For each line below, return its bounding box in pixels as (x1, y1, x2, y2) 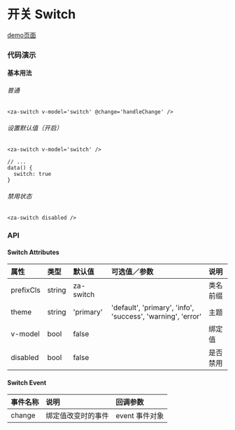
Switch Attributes (7, 248, 59, 256)
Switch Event (7, 378, 47, 387)
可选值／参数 (111, 267, 154, 277)
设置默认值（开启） (7, 124, 63, 132)
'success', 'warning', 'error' (111, 312, 202, 321)
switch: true (13, 170, 52, 177)
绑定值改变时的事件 (45, 411, 110, 421)
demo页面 (7, 31, 36, 39)
